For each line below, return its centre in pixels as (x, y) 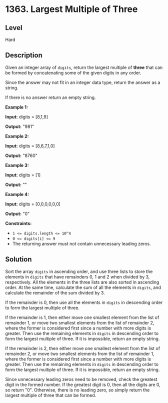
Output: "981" (20, 126)
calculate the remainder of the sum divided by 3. (55, 292)
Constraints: (18, 223)
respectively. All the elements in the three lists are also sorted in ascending (82, 282)
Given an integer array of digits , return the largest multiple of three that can (84, 67)
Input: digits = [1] (23, 175)
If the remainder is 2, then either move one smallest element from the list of (83, 348)
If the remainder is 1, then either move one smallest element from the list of (82, 317)
